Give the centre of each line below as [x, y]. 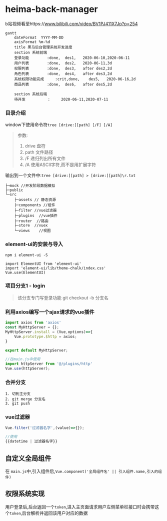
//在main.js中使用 [23, 359]
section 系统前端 [31, 52]
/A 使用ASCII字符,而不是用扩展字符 [60, 165]
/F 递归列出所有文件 [45, 158]
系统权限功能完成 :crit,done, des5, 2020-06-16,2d [75, 79]
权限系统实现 [25, 494]
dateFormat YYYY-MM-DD [39, 37]
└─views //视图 [32, 231]
